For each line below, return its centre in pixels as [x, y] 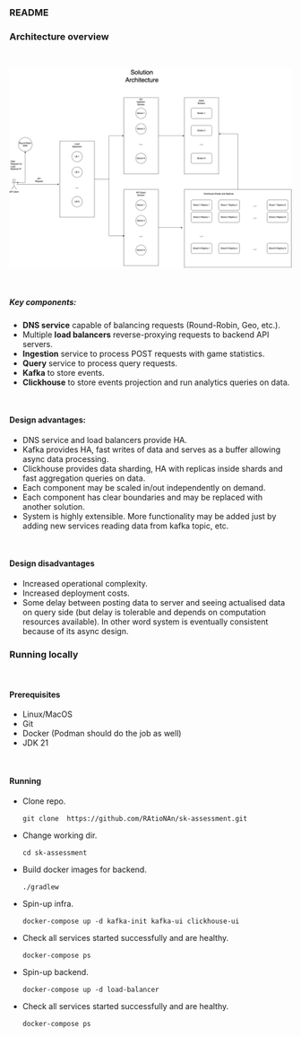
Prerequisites [35, 694]
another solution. [53, 506]
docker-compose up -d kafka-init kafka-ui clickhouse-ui [131, 921]
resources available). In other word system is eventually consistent [145, 622]
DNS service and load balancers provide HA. [105, 440]
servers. [38, 344]
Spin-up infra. [48, 903]
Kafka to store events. [63, 372]
